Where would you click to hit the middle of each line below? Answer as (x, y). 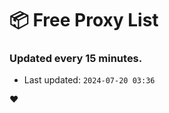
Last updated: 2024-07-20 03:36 (89, 80)
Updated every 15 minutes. (76, 59)
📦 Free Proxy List (84, 20)
